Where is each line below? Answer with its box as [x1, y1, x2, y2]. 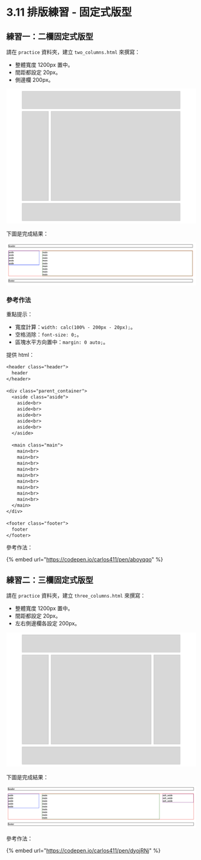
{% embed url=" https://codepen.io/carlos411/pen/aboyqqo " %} [6, 556, 164, 563]
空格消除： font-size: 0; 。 [14, 331, 82, 338]
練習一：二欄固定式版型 [6, 31, 93, 42]
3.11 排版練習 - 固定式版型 [6, 5, 132, 19]
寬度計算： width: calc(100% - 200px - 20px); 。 [14, 323, 137, 331]
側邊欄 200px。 [14, 76, 54, 83]
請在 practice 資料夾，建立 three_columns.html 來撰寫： [6, 592, 146, 599]
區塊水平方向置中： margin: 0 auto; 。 [14, 338, 109, 346]
